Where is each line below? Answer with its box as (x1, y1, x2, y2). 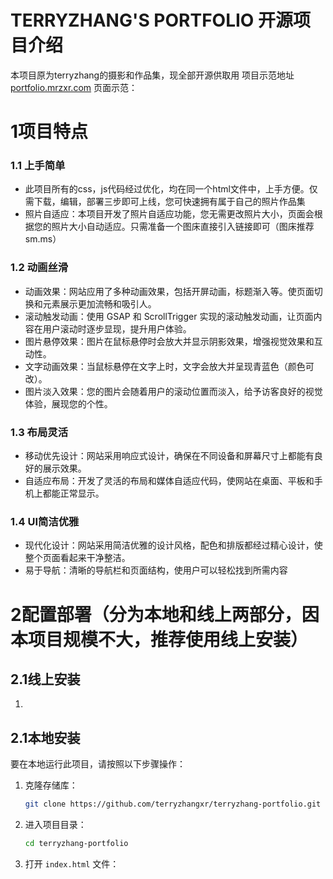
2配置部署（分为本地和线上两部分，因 (10, 603, 320, 626)
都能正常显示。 (42, 487, 105, 500)
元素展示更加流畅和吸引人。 (42, 297, 157, 310)
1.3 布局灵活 (10, 425, 69, 439)
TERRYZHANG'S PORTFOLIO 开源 (10, 9, 294, 32)
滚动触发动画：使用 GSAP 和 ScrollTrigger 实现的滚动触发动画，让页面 (24, 310, 314, 322)
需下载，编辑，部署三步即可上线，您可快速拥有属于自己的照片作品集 (24, 196, 306, 208)
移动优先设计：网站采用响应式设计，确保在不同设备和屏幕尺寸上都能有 (24, 450, 315, 462)
